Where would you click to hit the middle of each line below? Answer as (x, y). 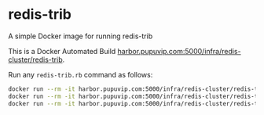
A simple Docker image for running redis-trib (81, 36)
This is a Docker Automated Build (62, 51)
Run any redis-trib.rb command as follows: (81, 74)
